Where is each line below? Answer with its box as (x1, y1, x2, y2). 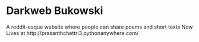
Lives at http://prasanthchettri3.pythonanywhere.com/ (6, 29, 139, 36)
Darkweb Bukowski (6, 4, 103, 17)
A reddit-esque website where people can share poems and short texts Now (6, 23, 193, 30)
